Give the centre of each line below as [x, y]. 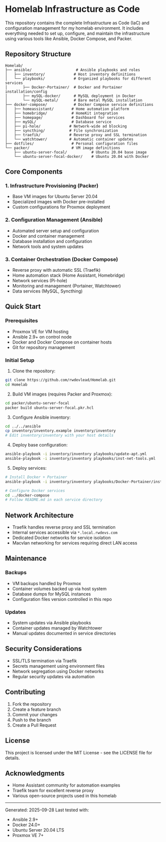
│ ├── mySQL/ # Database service [58, 122]
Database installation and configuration [52, 241]
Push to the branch [32, 720]
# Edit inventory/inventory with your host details [59, 436]
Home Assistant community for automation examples [66, 785]
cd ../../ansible [23, 426]
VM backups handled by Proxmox [47, 583]
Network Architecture [40, 515]
